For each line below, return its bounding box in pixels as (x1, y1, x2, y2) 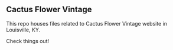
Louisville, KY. (6, 26, 41, 33)
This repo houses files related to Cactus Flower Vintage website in (6, 20, 167, 27)
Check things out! (6, 37, 49, 44)
